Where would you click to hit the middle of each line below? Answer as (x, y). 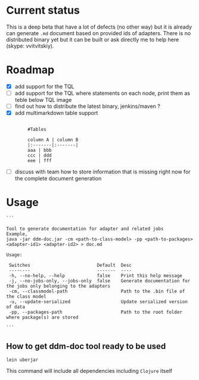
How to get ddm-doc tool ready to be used (86, 346)
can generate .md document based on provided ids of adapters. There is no (99, 33)
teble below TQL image (43, 100)
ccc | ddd (40, 155)
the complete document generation (58, 179)
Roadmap (30, 70)
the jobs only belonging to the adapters (58, 286)
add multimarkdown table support (56, 113)
